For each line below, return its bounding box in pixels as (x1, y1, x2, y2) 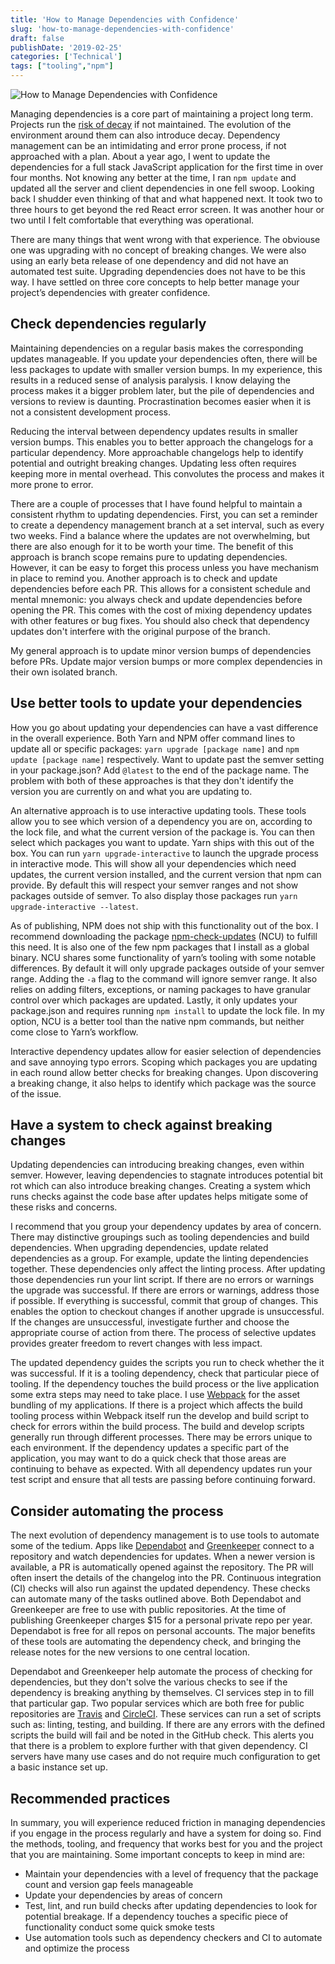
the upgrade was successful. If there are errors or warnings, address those (10, 1284, 320, 1296)
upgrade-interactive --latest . (10, 900, 139, 912)
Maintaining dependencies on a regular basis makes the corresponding (10, 342, 304, 354)
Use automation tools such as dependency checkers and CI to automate (24, 1932, 323, 1944)
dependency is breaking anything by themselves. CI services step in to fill (10, 1687, 315, 1699)
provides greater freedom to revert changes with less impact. (10, 1337, 263, 1350)
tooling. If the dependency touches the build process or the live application (10, 1378, 320, 1390)
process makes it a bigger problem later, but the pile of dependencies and (10, 384, 315, 396)
